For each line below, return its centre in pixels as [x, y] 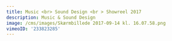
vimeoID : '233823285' [33, 29]
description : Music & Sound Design [51, 17]
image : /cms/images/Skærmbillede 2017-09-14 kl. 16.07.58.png [86, 23]
